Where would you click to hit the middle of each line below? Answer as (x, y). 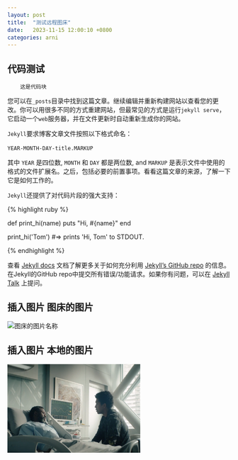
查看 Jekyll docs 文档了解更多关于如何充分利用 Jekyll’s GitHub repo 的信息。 (119, 265)
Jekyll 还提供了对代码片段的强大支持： (63, 196)
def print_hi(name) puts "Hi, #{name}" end (69, 223)
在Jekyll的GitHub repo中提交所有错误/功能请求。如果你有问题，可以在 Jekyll (119, 274)
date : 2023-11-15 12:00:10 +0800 (60, 30)
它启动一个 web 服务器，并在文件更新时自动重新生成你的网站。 (96, 119)
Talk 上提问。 (27, 283)
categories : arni (33, 38)
